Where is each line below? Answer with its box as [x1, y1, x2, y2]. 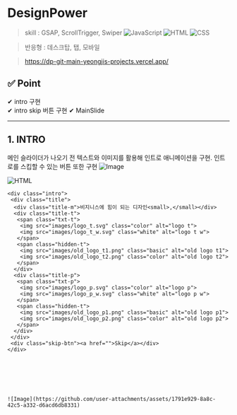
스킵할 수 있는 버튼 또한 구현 [20, 162, 97, 170]
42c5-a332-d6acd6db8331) [7, 402, 80, 409]
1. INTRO [7, 134, 46, 146]
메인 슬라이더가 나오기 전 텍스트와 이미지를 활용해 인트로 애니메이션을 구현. [7, 153, 213, 162]
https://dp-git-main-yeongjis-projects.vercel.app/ [24, 57, 169, 65]
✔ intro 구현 [7, 97, 41, 105]
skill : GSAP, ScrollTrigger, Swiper [24, 28, 123, 37]
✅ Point [7, 78, 41, 90]
